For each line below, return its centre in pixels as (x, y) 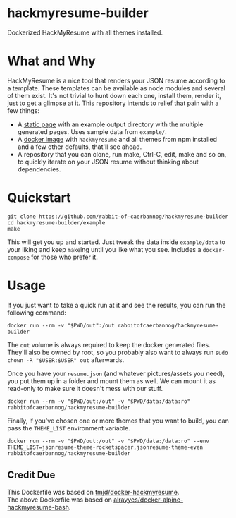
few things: (24, 110)
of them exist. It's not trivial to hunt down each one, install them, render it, (114, 95)
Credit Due (31, 475)
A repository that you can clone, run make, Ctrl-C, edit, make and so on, (122, 154)
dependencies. (39, 169)
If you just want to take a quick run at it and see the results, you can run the (117, 305)
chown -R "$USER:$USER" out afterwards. (66, 360)
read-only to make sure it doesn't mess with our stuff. (85, 388)
